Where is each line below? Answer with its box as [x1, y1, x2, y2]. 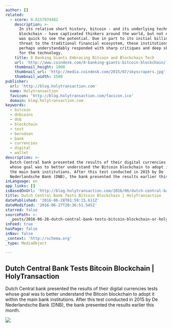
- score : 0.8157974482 [10, 17, 58, 22]
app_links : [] [5, 184, 36, 189]
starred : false [5, 207, 38, 212]
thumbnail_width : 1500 [14, 74, 63, 79]
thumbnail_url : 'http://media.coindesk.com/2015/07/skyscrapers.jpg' [14, 70, 166, 75]
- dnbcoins [10, 112, 33, 118]
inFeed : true [5, 222, 33, 227]
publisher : [5, 79, 29, 84]
